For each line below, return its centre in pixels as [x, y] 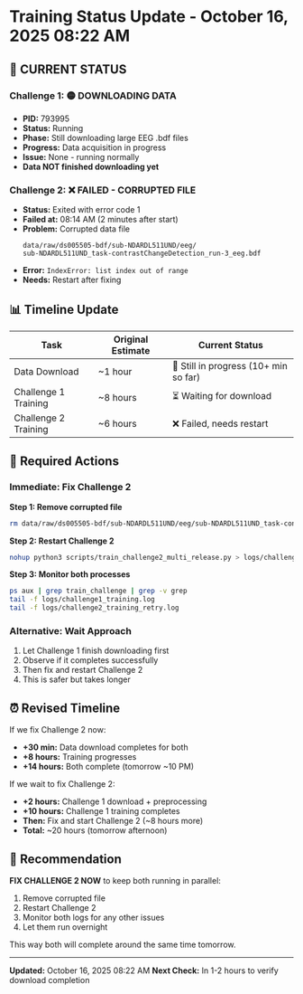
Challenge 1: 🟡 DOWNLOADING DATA [93, 95]
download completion [50, 980]
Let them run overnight [65, 927]
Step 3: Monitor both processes [70, 574]
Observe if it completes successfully [90, 660]
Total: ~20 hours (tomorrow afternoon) [95, 830]
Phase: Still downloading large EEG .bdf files [106, 137]
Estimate [131, 350]
